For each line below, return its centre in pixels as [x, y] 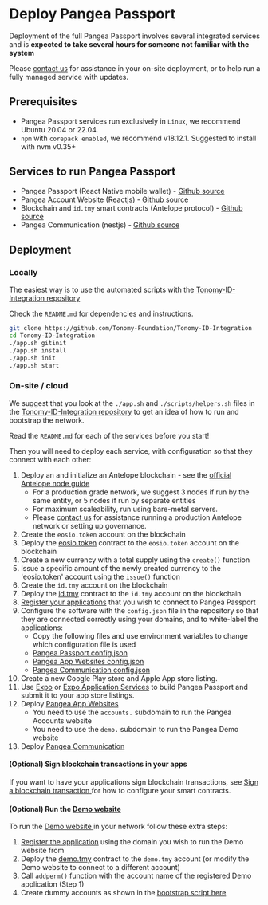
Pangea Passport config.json [80, 653]
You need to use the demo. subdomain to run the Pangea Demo [136, 729]
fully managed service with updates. [69, 77]
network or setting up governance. [89, 525]
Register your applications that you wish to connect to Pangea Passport [138, 602]
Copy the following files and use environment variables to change [140, 635]
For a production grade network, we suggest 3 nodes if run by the [141, 492]
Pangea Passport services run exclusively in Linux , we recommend [131, 121]
